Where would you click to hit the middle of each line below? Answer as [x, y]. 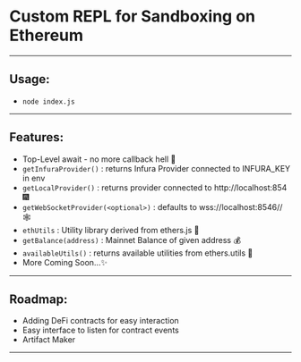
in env [34, 178]
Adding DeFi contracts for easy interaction [100, 321]
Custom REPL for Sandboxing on [133, 17]
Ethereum [46, 35]
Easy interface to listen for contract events [100, 330]
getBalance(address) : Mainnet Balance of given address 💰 [132, 240]
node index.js [48, 101]
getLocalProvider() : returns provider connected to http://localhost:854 [155, 187]
